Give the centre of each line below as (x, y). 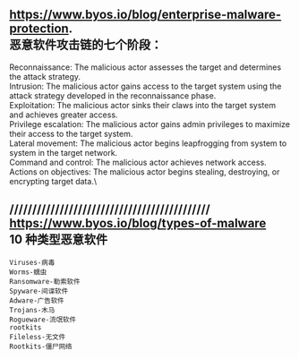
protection (39, 29)
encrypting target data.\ (53, 181)
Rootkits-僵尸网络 (41, 346)
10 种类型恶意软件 (59, 239)
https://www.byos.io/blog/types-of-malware (138, 223)
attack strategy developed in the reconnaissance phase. (113, 95)
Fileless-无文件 (38, 337)
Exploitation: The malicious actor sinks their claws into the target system (142, 105)
